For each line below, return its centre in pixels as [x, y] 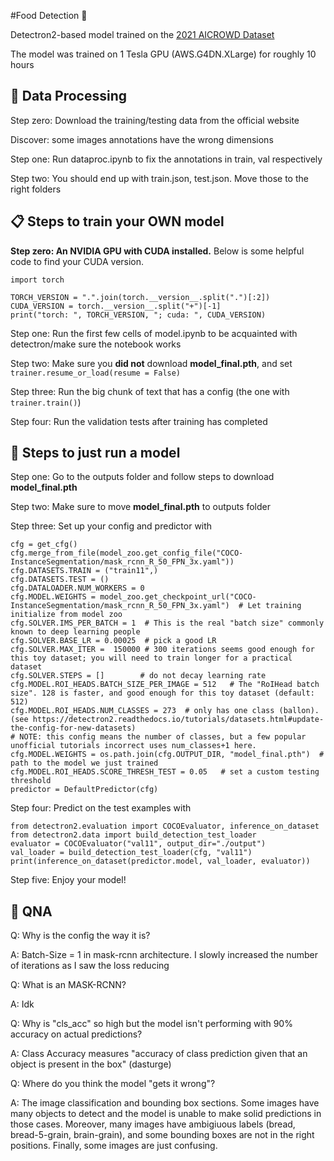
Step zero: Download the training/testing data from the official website [155, 120]
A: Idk [22, 1004]
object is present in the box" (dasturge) [91, 1064]
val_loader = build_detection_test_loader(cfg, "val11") [131, 853]
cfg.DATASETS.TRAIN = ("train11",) [84, 571]
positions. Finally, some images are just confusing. [114, 1146]
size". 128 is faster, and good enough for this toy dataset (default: [162, 693]
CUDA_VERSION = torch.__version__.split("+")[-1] [116, 306]
